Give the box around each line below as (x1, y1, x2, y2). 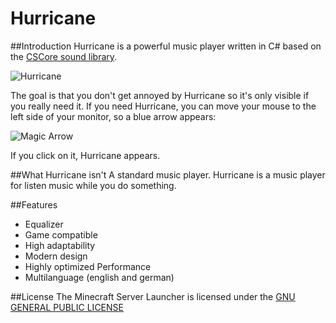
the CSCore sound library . (10, 50, 118, 62)
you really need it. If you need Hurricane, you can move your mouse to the (10, 100, 317, 112)
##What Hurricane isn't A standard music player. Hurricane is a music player (10, 168, 326, 181)
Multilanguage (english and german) (24, 271, 175, 283)
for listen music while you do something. (10, 179, 177, 191)
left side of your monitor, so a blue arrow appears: (10, 110, 217, 122)
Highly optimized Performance (24, 260, 152, 272)
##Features (10, 198, 58, 211)
